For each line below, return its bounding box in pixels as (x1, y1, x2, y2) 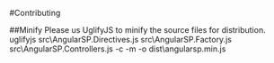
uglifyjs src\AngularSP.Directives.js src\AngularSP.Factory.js (9, 35, 232, 44)
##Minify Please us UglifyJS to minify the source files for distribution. (9, 25, 267, 35)
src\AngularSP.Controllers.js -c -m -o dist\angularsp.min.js (9, 43, 226, 54)
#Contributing (9, 8, 61, 18)
